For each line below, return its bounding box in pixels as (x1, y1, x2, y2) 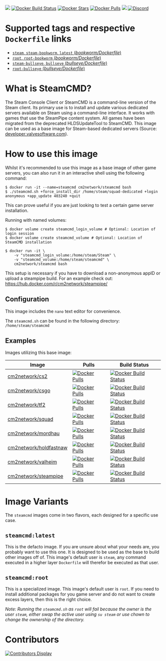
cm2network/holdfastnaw (7, 444, 68, 451)
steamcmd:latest (5, 531, 55, 539)
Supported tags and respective (5, 23, 135, 34)
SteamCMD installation (5, 240, 52, 245)
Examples (5, 336, 36, 345)
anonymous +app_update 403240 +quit (5, 194, 81, 198)
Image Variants (5, 496, 69, 507)
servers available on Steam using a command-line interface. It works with (5, 110, 155, 116)
